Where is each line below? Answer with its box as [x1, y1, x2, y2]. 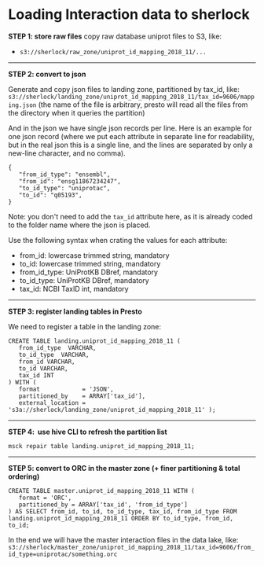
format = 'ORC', [18, 494, 72, 502]
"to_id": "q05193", [18, 191, 82, 199]
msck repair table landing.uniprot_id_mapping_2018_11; [8, 442, 195, 450]
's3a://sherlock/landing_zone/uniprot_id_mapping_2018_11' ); [8, 406, 216, 413]
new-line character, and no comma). [8, 148, 126, 158]
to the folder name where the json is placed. [8, 220, 151, 230]
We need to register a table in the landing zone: [8, 322, 162, 331]
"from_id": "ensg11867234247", [18, 177, 122, 186]
